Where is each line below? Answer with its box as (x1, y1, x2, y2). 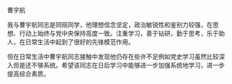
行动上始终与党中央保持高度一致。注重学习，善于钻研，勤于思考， (19, 30, 207, 37)
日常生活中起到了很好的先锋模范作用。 (25, 38, 135, 46)
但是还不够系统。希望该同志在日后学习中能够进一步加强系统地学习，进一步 (12, 61, 225, 69)
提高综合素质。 (7, 70, 50, 78)
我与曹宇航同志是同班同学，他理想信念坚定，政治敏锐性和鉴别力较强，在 (7, 21, 213, 29)
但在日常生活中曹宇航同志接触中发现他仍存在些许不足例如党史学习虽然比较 (7, 52, 219, 61)
